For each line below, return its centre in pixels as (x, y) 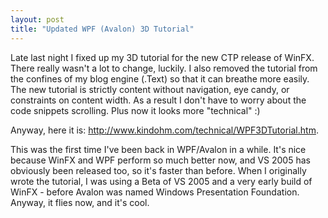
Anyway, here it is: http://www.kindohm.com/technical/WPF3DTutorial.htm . (164, 130)
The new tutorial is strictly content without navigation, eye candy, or (150, 89)
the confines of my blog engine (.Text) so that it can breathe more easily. (160, 78)
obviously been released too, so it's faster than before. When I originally (158, 170)
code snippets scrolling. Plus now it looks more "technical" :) (135, 110)
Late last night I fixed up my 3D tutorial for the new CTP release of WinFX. (162, 57)
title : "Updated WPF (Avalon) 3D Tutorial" (102, 29)
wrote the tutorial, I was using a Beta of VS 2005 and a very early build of (161, 181)
